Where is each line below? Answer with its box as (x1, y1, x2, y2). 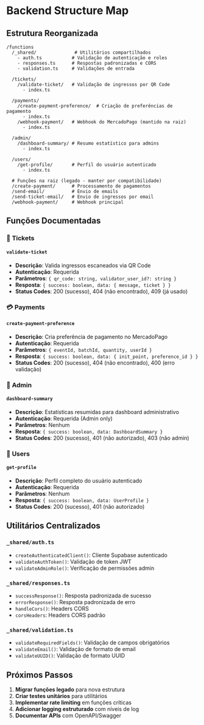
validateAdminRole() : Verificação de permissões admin (15, 564, 155, 572)
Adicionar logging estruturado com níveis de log (15, 705, 139, 712)
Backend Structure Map (6, 4, 129, 18)
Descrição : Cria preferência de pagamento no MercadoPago (15, 333, 168, 340)
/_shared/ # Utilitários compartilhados (12, 49, 151, 56)
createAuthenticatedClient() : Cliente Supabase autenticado (15, 551, 167, 559)
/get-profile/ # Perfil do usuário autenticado (17, 162, 157, 168)
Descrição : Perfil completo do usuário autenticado (15, 477, 142, 484)
